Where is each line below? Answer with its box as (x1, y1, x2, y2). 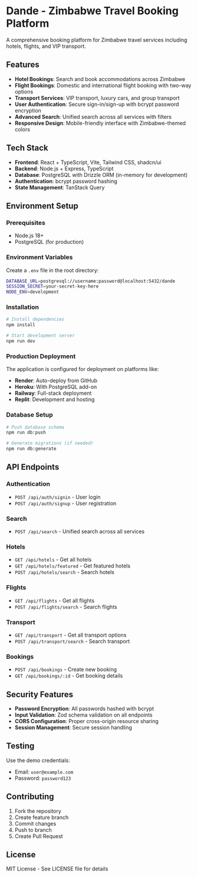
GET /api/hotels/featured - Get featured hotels (14, 562, 131, 569)
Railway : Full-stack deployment (14, 389, 92, 397)
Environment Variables (6, 253, 73, 262)
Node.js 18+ (14, 232, 44, 239)
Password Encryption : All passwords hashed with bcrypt (14, 705, 155, 712)
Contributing (6, 792, 54, 802)
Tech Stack (6, 143, 48, 153)
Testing (6, 741, 35, 751)
